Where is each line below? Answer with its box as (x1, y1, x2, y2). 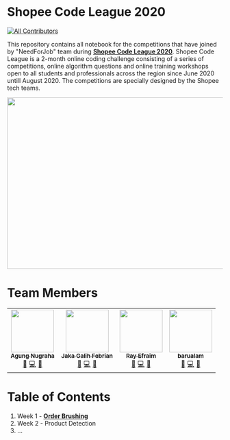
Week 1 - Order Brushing (16, 412, 88, 420)
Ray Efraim (125, 352, 156, 360)
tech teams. (7, 84, 41, 92)
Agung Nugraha (10, 352, 55, 360)
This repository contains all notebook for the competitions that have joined (7, 40, 217, 48)
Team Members (7, 285, 98, 301)
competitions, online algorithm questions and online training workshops (7, 62, 209, 70)
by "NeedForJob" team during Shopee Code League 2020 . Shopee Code (7, 47, 214, 56)
